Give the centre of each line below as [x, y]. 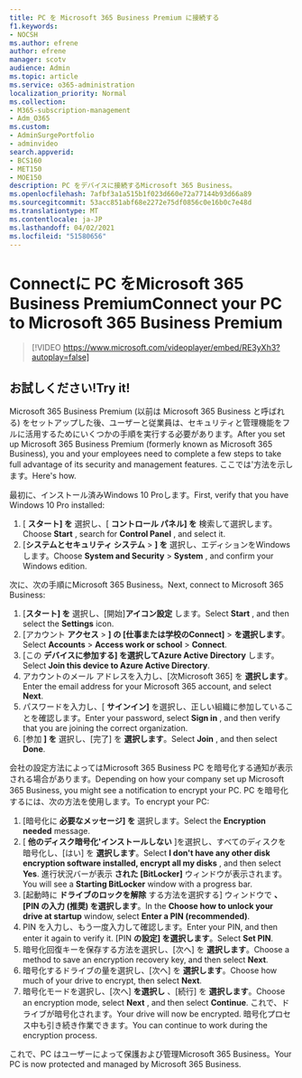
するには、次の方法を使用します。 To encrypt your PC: [110, 801]
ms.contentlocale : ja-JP [56, 219]
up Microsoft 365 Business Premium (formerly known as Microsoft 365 [141, 445]
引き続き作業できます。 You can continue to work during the [157, 1026]
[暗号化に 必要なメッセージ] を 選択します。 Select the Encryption [144, 821]
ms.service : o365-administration [72, 85]
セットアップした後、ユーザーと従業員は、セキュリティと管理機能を [156, 423]
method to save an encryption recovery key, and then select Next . [145, 960]
